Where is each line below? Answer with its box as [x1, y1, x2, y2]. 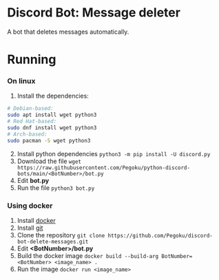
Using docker [7, 201, 53, 211]
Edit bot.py [17, 176, 50, 184]
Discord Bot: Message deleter [7, 5, 181, 21]
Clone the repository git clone [17, 230, 105, 239]
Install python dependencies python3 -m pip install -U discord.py [17, 149, 211, 158]
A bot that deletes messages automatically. [7, 28, 129, 36]
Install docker [17, 216, 56, 224]
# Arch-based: [7, 131, 48, 138]
